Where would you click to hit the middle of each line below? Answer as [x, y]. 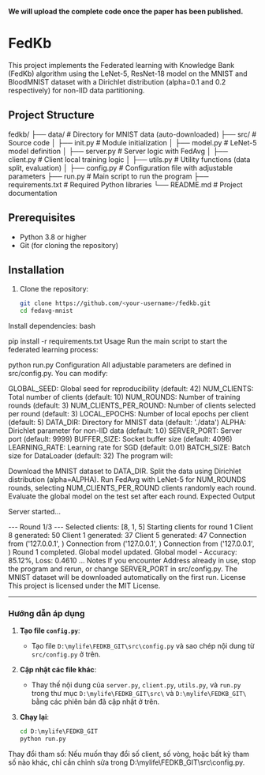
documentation [33, 193]
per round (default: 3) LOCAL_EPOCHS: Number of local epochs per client [129, 414]
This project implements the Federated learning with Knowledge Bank [121, 65]
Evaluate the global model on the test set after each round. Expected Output [132, 496]
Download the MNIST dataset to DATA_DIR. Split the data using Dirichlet [125, 471]
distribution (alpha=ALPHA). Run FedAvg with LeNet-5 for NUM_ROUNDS [127, 480]
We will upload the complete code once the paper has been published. [126, 11]
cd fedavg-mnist [46, 311]
